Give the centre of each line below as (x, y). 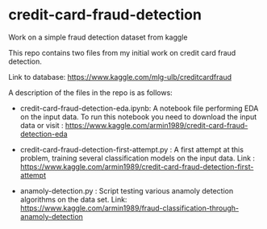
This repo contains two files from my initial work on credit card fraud (122, 52)
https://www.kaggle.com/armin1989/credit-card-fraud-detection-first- (137, 166)
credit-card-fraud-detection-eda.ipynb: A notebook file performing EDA (139, 108)
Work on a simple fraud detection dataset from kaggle (98, 37)
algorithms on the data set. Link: (73, 199)
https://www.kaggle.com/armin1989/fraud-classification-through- (129, 208)
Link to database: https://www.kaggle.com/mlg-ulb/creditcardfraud (120, 77)
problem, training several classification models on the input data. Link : (138, 158)
